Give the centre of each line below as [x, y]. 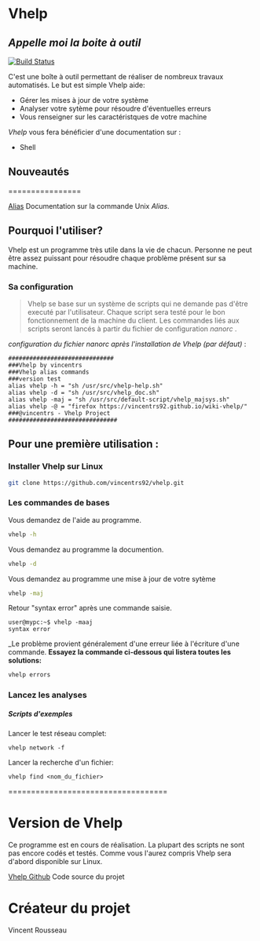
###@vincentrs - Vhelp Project [59, 413]
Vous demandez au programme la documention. [86, 549]
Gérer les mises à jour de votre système [84, 100]
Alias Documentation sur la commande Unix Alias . [89, 206]
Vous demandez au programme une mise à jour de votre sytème [112, 578]
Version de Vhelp [66, 823]
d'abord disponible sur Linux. [55, 862]
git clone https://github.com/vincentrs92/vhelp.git [96, 483]
